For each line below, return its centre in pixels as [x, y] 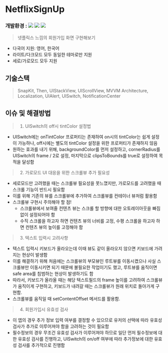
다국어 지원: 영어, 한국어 [36, 48]
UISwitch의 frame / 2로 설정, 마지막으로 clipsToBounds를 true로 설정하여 [85, 156]
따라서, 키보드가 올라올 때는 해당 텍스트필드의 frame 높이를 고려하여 [79, 280]
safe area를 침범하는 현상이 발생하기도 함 [53, 274]
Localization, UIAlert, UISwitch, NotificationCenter [69, 96]
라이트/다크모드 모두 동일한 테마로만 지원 [52, 55]
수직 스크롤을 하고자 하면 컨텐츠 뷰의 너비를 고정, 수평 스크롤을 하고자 [88, 221]
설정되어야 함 [42, 215]
